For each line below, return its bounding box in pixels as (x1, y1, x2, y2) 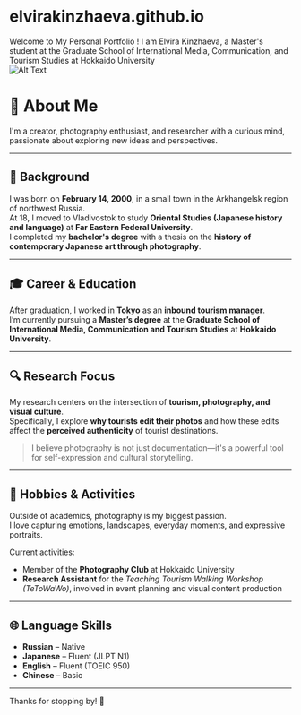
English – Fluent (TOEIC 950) (21, 660, 131, 671)
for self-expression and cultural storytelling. (30, 452, 193, 463)
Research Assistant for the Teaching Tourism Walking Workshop (21, 573, 264, 584)
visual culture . (9, 406, 64, 418)
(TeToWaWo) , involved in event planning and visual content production (21, 583, 282, 594)
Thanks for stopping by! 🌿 (9, 695, 105, 706)
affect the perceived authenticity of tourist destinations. (9, 426, 219, 436)
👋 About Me (9, 96, 99, 116)
